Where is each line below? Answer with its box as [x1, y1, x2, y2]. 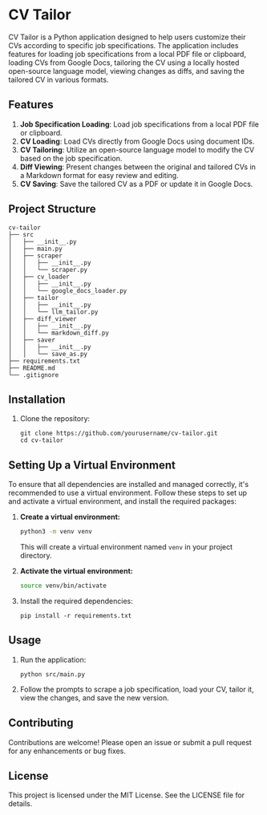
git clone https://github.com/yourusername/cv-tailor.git [19, 429, 218, 438]
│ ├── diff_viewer [8, 314, 78, 322]
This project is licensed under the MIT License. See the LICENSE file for [8, 790, 245, 800]
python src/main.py [19, 670, 86, 679]
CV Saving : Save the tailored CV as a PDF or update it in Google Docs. [19, 179, 253, 189]
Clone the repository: [19, 414, 91, 424]
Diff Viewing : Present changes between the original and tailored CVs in [19, 162, 257, 172]
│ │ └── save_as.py [8, 350, 88, 358]
